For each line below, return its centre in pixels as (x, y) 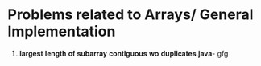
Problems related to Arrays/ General (130, 15)
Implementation (62, 31)
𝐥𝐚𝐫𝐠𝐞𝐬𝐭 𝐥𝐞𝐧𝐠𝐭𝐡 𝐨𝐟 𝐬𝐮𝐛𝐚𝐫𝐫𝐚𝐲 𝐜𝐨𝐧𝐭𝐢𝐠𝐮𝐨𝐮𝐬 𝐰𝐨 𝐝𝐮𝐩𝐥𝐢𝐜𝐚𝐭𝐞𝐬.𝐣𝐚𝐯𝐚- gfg (124, 53)
